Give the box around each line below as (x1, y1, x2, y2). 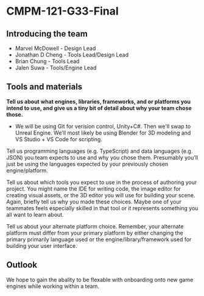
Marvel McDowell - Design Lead (15, 44, 96, 52)
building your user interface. (6, 242, 77, 249)
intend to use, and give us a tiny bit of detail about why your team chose (6, 104, 192, 111)
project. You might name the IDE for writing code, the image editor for (6, 185, 181, 192)
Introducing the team (6, 29, 88, 39)
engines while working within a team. (6, 282, 99, 290)
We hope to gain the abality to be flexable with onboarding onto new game (6, 276, 194, 283)
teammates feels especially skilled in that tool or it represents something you (6, 204, 199, 211)
